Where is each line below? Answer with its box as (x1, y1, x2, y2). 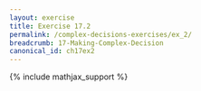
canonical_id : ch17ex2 (9, 47, 95, 56)
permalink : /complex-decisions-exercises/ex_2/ (9, 30, 193, 39)
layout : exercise (9, 13, 75, 23)
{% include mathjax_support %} (9, 71, 129, 82)
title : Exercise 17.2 (9, 22, 91, 31)
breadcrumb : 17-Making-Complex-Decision (9, 38, 165, 48)
